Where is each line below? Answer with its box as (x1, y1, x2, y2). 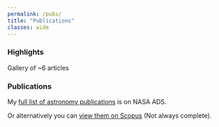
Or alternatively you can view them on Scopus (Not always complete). (7, 111, 212, 120)
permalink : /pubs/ (7, 10, 62, 18)
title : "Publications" (7, 17, 75, 24)
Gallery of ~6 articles (7, 63, 70, 72)
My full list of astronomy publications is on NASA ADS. (7, 97, 167, 106)
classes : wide (7, 24, 50, 31)
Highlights (7, 47, 44, 57)
